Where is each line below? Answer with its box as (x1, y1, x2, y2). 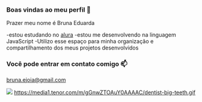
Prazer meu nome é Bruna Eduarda (6, 20, 95, 27)
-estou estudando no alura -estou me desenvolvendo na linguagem (6, 31, 176, 38)
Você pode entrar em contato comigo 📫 (6, 60, 127, 68)
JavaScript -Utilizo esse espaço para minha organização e (6, 38, 154, 45)
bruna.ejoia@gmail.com (6, 76, 66, 83)
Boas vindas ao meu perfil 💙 (6, 5, 91, 14)
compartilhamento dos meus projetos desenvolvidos (6, 44, 139, 51)
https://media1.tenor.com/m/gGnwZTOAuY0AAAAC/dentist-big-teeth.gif (13, 89, 196, 96)
